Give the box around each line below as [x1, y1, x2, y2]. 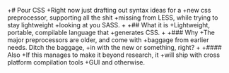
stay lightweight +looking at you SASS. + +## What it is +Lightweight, [7, 21, 211, 29]
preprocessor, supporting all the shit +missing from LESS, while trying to [7, 13, 218, 22]
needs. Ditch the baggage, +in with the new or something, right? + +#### [7, 44, 223, 51]
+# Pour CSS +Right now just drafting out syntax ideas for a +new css [7, 6, 211, 14]
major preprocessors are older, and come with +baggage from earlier [7, 36, 209, 44]
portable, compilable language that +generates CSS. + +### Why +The [7, 28, 216, 36]
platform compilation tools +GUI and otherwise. [7, 58, 146, 66]
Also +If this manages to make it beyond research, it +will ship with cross [7, 51, 221, 59]
